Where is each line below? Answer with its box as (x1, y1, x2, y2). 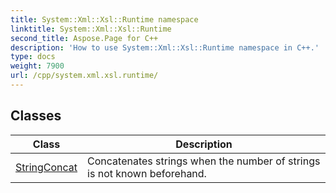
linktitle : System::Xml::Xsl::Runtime (10, 24, 172, 34)
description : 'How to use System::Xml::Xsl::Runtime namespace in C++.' (10, 42, 320, 53)
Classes (10, 107, 62, 125)
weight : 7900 (10, 61, 65, 71)
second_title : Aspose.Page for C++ (10, 33, 159, 43)
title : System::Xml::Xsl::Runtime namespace (10, 14, 199, 25)
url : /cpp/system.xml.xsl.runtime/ (10, 71, 159, 81)
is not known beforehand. (87, 166, 207, 180)
